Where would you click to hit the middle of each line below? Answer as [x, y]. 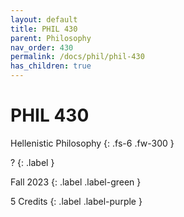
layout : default [44, 19]
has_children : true [51, 66]
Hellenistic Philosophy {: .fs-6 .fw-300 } [92, 143]
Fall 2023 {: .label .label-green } [76, 182]
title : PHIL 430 [44, 29]
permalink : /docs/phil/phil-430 [77, 57]
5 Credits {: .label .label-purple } [76, 201]
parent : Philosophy [51, 38]
